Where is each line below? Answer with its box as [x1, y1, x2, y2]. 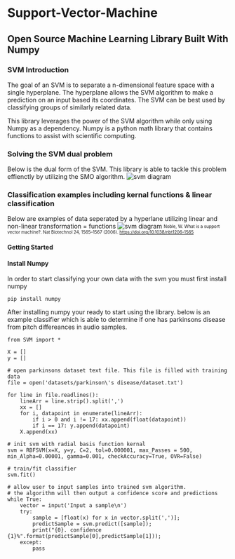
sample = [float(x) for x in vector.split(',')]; [32, 514, 180, 522]
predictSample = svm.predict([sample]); [32, 520, 152, 527]
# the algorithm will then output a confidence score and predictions [7, 490, 218, 497]
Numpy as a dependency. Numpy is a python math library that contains [7, 124, 213, 133]
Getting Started [7, 243, 54, 252]
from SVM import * [7, 337, 61, 344]
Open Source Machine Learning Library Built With [7, 33, 229, 45]
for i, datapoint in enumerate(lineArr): [20, 410, 142, 417]
